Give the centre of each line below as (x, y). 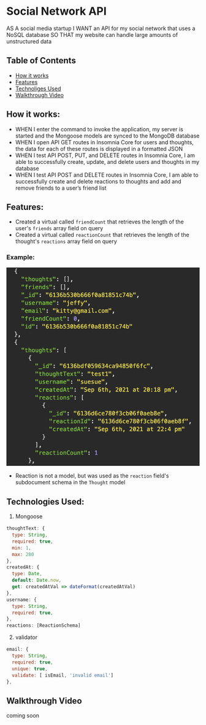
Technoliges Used (38, 88)
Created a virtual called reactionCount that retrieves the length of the (102, 235)
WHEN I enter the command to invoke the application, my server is (99, 129)
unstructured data (29, 41)
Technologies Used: (45, 502)
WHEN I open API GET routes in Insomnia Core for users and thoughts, (105, 142)
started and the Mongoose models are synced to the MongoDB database (107, 136)
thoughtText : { (26, 529)
